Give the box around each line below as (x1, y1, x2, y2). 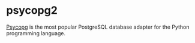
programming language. (6, 29, 66, 36)
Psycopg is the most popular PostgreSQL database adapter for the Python (6, 23, 190, 30)
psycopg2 (6, 4, 58, 17)
